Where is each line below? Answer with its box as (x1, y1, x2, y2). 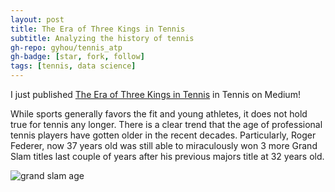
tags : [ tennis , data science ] (10, 61, 137, 71)
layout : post (10, 14, 65, 25)
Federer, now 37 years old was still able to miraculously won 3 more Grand (10, 140, 318, 151)
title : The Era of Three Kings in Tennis (10, 24, 186, 34)
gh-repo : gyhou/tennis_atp (10, 42, 123, 53)
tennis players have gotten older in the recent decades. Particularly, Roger (10, 129, 317, 141)
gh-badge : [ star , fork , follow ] (10, 52, 145, 62)
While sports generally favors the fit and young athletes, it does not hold (10, 108, 308, 120)
